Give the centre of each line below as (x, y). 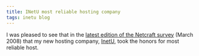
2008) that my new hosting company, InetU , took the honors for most (93, 41)
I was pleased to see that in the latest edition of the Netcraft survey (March (100, 34)
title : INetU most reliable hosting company (63, 12)
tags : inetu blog (28, 17)
